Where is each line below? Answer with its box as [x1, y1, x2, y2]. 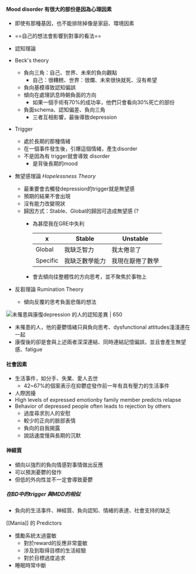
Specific [35, 256, 59, 265]
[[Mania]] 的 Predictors [6, 519, 62, 527]
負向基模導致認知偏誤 [23, 84, 76, 91]
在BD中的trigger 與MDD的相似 [6, 490, 81, 498]
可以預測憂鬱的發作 [14, 468, 62, 475]
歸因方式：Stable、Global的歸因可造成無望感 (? [23, 208, 139, 215]
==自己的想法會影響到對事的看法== [14, 33, 102, 40]
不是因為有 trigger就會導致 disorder [23, 153, 111, 160]
